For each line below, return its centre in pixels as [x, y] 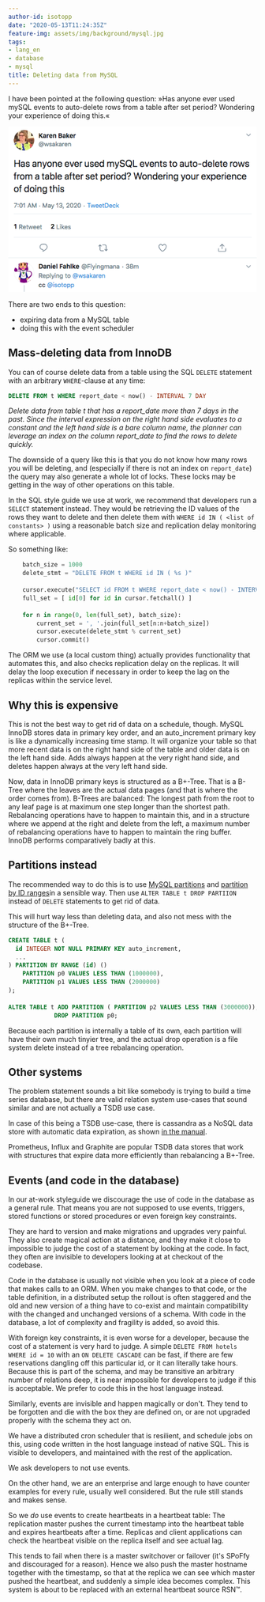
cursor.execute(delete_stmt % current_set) [109, 632]
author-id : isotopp [40, 17]
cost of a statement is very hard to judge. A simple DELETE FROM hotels [123, 1346]
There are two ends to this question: [67, 304]
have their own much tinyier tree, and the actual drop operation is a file [123, 1039]
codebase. [26, 1265]
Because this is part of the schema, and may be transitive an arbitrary [121, 1372]
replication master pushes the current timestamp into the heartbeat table [126, 1524]
